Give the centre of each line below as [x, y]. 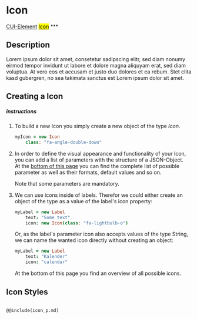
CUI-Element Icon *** [32, 26]
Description [28, 45]
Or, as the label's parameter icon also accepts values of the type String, [101, 234]
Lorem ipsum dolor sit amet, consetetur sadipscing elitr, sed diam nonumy [96, 59]
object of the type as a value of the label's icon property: [84, 201]
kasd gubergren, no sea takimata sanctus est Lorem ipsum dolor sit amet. [95, 78]
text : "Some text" [48, 217]
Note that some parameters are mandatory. [67, 183]
